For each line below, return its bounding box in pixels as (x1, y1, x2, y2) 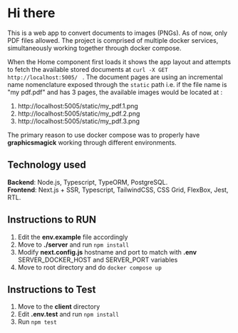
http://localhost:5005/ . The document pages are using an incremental (7, 73, 223, 81)
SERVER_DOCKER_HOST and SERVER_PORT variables (17, 255, 178, 264)
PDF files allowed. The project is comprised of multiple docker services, (7, 36, 219, 44)
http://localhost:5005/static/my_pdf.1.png (17, 101, 139, 110)
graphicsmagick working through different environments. (7, 138, 177, 147)
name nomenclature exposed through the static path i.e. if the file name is (7, 80, 227, 88)
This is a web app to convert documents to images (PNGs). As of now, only (7, 29, 228, 37)
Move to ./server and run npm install (17, 240, 130, 249)
